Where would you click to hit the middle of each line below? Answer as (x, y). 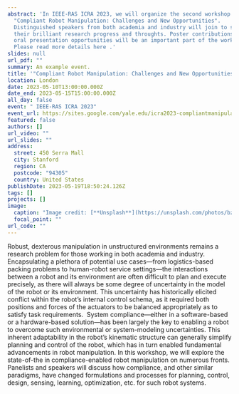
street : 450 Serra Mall (49, 153)
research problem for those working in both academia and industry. (106, 254)
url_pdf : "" (25, 61)
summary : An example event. (49, 67)
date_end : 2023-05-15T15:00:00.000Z (62, 93)
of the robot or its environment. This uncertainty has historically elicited (112, 291)
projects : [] (27, 199)
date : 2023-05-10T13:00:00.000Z (55, 87)
